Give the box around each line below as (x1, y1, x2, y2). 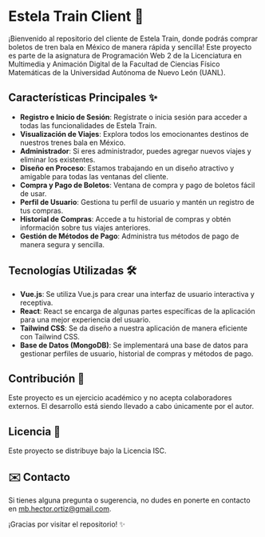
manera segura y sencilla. (19, 239, 105, 249)
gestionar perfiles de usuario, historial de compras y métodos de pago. (19, 348, 254, 359)
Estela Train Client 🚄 (8, 7, 144, 26)
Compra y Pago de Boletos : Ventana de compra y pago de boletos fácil (19, 180, 255, 190)
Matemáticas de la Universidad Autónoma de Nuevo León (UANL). (8, 67, 226, 77)
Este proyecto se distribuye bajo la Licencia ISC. (8, 446, 167, 455)
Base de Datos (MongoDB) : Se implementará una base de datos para (19, 340, 249, 350)
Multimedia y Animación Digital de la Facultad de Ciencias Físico (8, 59, 220, 69)
